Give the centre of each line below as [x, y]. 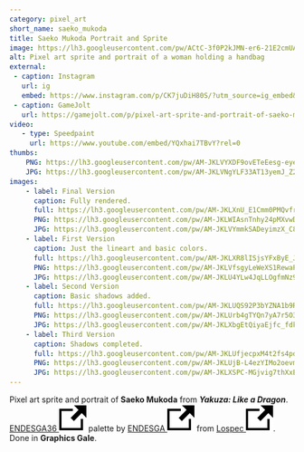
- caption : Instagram [54, 77]
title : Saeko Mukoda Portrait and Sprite [89, 38]
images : [24, 181]
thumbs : [24, 153]
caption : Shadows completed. [88, 344]
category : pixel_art [48, 19]
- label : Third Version [71, 334]
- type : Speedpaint [58, 134]
